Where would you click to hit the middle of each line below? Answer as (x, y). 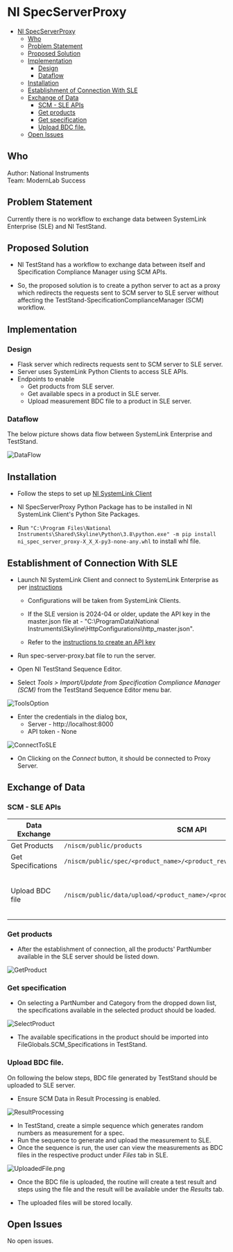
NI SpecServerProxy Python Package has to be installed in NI (105, 507)
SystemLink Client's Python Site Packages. (78, 515)
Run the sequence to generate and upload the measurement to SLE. (114, 1140)
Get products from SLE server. (71, 386)
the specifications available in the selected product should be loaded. (116, 1011)
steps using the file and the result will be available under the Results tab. (120, 1189)
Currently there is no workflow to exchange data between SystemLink (107, 218)
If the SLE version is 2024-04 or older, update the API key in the (119, 614)
